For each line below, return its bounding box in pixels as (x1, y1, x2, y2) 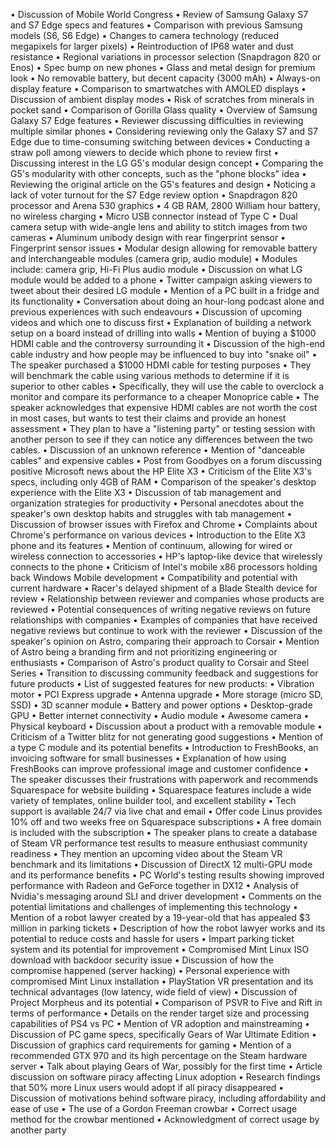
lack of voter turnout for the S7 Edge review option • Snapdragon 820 (10, 189, 298, 201)
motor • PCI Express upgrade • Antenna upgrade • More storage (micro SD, (10, 689, 323, 700)
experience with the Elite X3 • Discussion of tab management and (10, 487, 282, 498)
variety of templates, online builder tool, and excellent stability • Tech (10, 795, 297, 806)
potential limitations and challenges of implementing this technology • (10, 901, 298, 913)
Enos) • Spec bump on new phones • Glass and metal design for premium (10, 62, 316, 73)
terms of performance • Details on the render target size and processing (10, 1007, 310, 1019)
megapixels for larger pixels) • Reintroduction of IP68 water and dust (10, 40, 294, 52)
